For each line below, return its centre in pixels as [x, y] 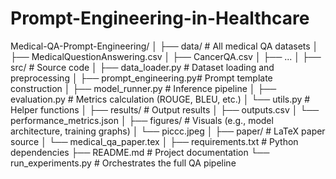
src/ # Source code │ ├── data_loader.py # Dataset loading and [142, 67]
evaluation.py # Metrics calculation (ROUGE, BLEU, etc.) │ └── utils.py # [160, 99]
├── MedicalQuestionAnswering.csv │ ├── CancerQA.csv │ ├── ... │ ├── [166, 56]
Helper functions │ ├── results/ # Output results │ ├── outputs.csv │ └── [165, 109]
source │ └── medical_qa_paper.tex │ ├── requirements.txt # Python [154, 141]
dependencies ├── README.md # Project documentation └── [140, 152]
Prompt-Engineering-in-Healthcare [160, 18]
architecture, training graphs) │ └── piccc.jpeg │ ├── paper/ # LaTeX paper [168, 131]
